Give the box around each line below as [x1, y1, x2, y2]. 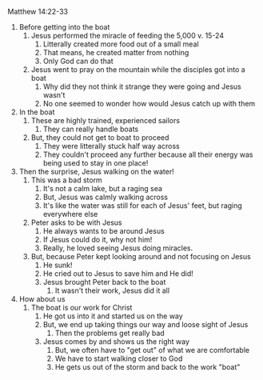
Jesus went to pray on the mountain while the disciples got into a [30, 65, 245, 74]
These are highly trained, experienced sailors [30, 116, 181, 125]
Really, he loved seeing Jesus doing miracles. [42, 243, 193, 253]
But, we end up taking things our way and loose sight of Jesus [42, 320, 249, 329]
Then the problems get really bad [54, 328, 165, 338]
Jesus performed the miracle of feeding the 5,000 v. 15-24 [30, 31, 225, 40]
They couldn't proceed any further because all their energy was [42, 150, 253, 159]
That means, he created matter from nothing [42, 48, 189, 57]
